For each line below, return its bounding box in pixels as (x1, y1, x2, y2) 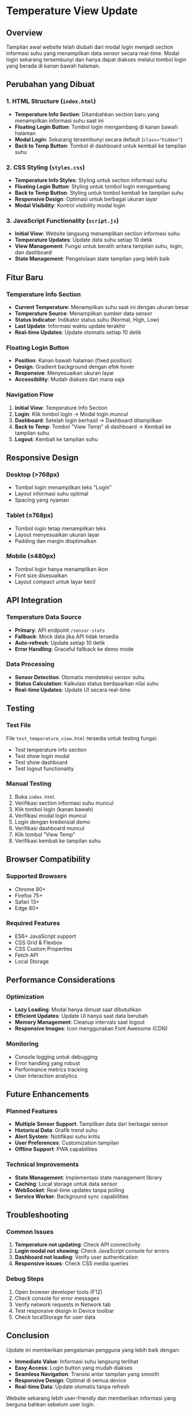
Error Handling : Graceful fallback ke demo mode (14, 645, 134, 653)
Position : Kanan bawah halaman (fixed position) (14, 357, 132, 364)
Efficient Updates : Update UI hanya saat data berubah (14, 1013, 148, 1020)
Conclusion (6, 1331, 50, 1341)
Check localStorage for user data (14, 1313, 96, 1320)
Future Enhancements (6, 1090, 90, 1100)
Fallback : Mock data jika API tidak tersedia (14, 632, 119, 640)
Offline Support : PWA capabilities (14, 1146, 97, 1153)
